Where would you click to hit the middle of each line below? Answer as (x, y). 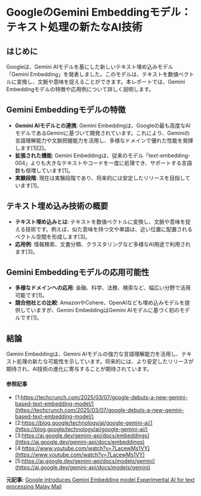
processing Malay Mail (34, 486)
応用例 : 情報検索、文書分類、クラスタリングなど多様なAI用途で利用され (103, 244)
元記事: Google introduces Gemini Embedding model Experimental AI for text (100, 480)
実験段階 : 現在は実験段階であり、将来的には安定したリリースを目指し (100, 178)
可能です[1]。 (31, 295)
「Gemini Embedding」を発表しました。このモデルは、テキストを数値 (92, 74)
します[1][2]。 (32, 148)
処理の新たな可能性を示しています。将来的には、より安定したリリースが (105, 362)
